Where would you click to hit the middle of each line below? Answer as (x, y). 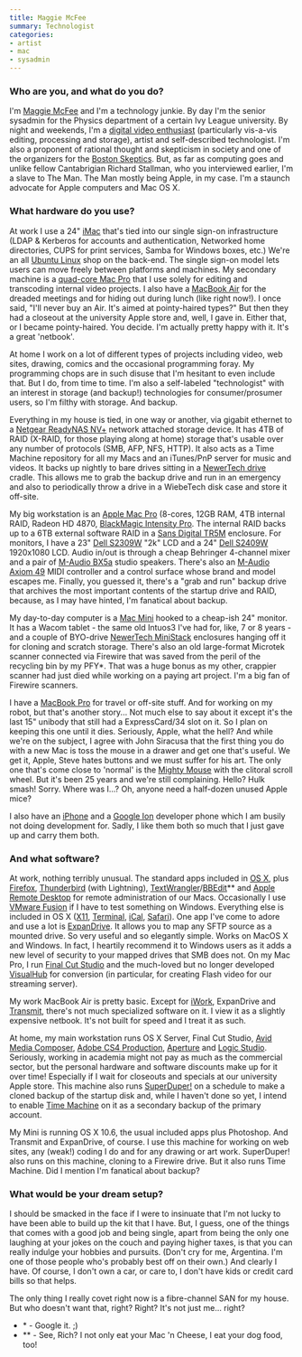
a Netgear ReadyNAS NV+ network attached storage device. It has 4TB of (146, 429)
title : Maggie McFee (48, 18)
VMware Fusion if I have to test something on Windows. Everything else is (146, 907)
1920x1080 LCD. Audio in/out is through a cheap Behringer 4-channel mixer (150, 552)
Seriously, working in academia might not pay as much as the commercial (146, 1057)
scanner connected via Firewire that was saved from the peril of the (135, 656)
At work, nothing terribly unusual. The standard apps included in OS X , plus (149, 878)
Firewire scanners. (44, 685)
